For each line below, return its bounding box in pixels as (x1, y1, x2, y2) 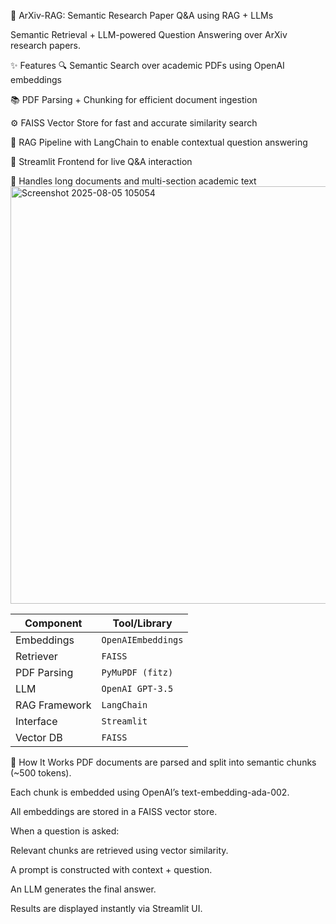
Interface (15, 715, 58, 728)
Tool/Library (112, 616, 173, 630)
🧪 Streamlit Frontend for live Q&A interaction (10, 156, 193, 167)
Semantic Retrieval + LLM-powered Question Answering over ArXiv (10, 29, 288, 40)
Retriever (15, 650, 58, 663)
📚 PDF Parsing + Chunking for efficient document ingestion (10, 94, 258, 105)
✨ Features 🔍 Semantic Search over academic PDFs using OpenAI (10, 60, 285, 71)
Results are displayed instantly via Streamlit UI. (10, 903, 203, 914)
